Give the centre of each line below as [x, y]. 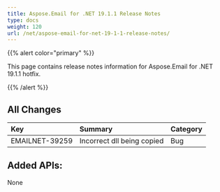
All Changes [34, 109]
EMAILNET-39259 [42, 141]
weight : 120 [24, 27]
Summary [96, 129]
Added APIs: [35, 166]
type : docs [23, 20]
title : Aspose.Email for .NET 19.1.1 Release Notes [84, 14]
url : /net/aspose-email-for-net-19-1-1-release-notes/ [89, 33]
